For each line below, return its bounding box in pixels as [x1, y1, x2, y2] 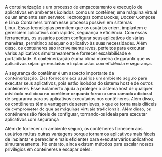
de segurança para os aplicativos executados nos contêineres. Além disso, [5, 96, 154, 101]
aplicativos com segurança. [5, 116, 60, 122]
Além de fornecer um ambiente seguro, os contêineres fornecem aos [5, 126, 143, 131]
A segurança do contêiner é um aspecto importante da [5, 70, 114, 76]
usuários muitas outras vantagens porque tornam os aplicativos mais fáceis [5, 131, 156, 137]
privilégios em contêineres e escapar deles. [5, 146, 92, 152]
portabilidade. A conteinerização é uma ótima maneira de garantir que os [5, 56, 151, 61]
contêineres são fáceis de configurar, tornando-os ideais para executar [5, 111, 147, 117]
